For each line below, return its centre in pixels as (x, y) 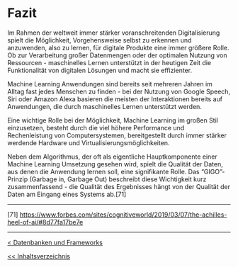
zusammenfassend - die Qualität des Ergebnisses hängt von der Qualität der (119, 186)
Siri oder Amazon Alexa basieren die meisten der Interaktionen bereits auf (115, 99)
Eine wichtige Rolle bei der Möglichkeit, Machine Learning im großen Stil (113, 120)
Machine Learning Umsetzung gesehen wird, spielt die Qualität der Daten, (115, 164)
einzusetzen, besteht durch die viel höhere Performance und (96, 127)
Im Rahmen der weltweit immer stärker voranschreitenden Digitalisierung (114, 33)
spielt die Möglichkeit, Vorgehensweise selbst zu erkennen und (100, 40)
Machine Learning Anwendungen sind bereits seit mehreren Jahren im (110, 84)
